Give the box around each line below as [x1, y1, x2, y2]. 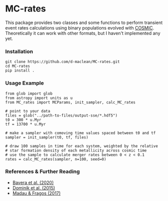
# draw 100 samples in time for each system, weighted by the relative [5, 143, 158, 148]
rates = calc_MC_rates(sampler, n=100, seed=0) [5, 156, 107, 161]
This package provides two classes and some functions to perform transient [5, 19, 163, 25]
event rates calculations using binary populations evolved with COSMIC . [5, 24, 154, 30]
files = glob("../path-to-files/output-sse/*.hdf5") [5, 113, 118, 118]
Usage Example [5, 79, 44, 86]
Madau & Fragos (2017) [12, 190, 61, 196]
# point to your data [5, 108, 51, 113]
